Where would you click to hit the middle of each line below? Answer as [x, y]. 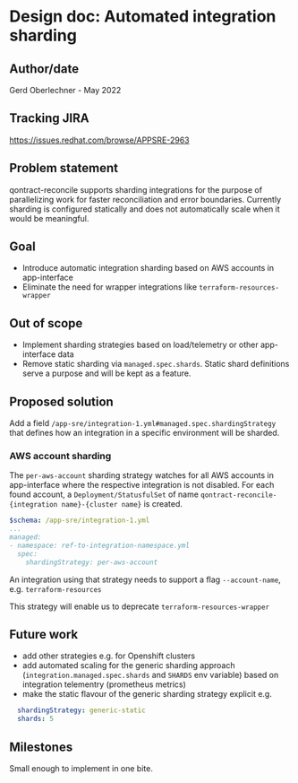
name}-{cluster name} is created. [122, 504]
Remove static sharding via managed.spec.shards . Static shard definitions [156, 364]
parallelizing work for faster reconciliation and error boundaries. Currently [145, 199]
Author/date [44, 69]
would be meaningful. [49, 218]
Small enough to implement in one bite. [81, 768]
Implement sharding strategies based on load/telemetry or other [140, 345]
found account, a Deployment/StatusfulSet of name [104, 494]
